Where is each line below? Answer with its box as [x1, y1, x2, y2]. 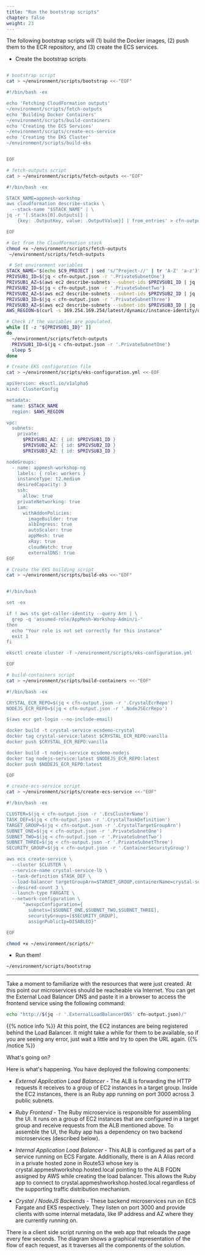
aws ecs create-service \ [6, 856, 72, 862]
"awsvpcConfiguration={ [22, 901, 84, 908]
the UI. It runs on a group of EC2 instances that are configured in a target [15, 1115, 200, 1122]
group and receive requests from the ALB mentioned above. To [15, 1122, 174, 1129]
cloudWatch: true [28, 544, 72, 550]
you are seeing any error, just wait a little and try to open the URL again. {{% [6, 1036, 198, 1043]
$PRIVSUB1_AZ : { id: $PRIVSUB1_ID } [22, 437, 116, 443]
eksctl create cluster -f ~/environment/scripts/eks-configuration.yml [6, 650, 192, 657]
